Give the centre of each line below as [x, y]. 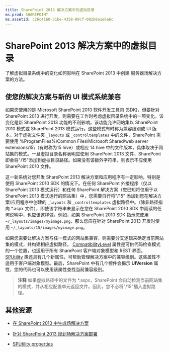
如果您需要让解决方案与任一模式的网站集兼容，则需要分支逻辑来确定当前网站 [84, 238]
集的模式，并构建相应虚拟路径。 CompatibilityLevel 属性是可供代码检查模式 [83, 244]
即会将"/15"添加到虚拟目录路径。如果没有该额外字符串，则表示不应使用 [79, 160]
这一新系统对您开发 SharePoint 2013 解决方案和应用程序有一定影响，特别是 [83, 177]
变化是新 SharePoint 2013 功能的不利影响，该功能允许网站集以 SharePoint [82, 122]
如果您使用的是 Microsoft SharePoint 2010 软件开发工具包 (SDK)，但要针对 [82, 110]
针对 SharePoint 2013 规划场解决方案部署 [55, 334]
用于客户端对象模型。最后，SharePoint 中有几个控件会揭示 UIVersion [81, 263]
